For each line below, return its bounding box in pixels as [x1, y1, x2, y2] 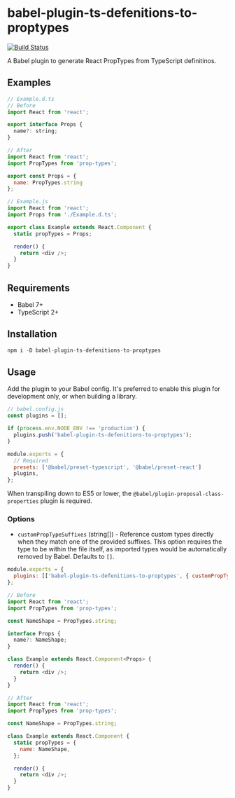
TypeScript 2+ [17, 308, 59, 316]
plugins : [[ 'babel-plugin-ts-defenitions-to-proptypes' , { [13, 572, 190, 579]
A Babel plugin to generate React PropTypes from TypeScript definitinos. [7, 56, 217, 64]
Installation [7, 328, 57, 340]
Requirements [7, 282, 70, 294]
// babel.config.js [7, 406, 64, 413]
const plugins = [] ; [7, 412, 68, 420]
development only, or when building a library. [7, 392, 138, 401]
